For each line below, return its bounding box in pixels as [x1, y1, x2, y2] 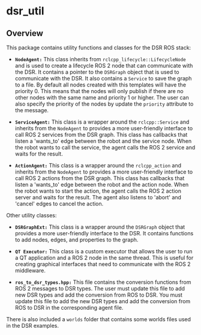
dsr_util [6, 4, 44, 18]
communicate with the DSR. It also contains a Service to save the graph [14, 75, 192, 82]
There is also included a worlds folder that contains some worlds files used [6, 316, 191, 322]
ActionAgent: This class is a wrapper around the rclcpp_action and [14, 162, 182, 169]
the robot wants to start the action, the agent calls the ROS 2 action [14, 187, 182, 195]
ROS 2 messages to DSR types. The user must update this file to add [14, 285, 185, 292]
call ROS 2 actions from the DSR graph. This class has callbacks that [14, 175, 185, 181]
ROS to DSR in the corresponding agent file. [14, 304, 124, 311]
